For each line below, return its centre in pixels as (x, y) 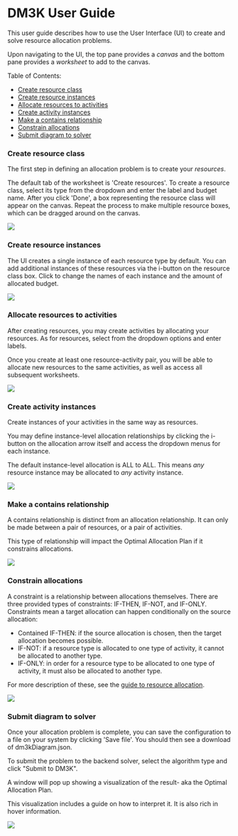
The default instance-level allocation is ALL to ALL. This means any (106, 465)
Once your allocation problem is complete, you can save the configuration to (119, 732)
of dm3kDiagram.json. (40, 748)
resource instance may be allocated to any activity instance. (95, 473)
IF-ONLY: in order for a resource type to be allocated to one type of (116, 663)
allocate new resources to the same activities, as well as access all (105, 367)
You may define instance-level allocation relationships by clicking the (108, 436)
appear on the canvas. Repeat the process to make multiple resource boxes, (119, 205)
